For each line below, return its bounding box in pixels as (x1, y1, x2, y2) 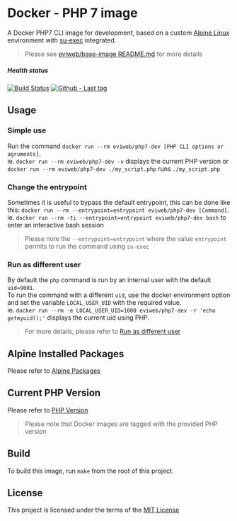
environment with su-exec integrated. (7, 35, 117, 44)
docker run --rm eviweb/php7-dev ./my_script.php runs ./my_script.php (7, 164, 221, 173)
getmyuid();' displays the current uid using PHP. (7, 313, 150, 322)
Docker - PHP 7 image (7, 5, 138, 21)
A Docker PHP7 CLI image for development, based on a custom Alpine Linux (7, 28, 230, 37)
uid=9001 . (7, 284, 35, 292)
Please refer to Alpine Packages (7, 366, 100, 375)
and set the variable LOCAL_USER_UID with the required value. (7, 298, 182, 307)
